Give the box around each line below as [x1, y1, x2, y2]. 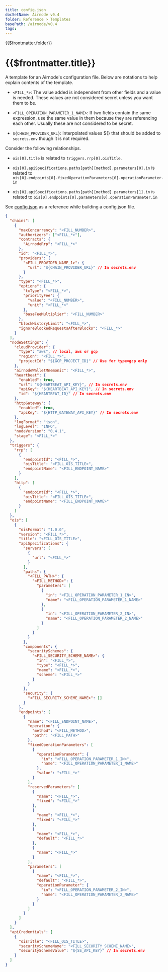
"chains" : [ [10, 218, 35, 223]
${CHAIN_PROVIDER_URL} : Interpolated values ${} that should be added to [12, 130, 161, 136]
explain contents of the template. [5, 80, 74, 86]
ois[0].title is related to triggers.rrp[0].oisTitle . [12, 155, 122, 161]
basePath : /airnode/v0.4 [5, 21, 57, 27]
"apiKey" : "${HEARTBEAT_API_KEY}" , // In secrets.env [18, 387, 134, 392]
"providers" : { [18, 255, 51, 261]
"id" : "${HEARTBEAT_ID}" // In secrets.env [18, 391, 112, 397]
